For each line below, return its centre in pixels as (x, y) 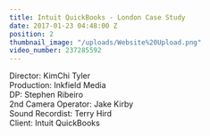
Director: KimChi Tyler (50, 76)
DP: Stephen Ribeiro (46, 95)
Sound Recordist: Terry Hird (61, 114)
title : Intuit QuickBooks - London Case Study (97, 17)
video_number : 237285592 (55, 51)
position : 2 (31, 34)
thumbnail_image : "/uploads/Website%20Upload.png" (105, 42)
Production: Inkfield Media (58, 85)
